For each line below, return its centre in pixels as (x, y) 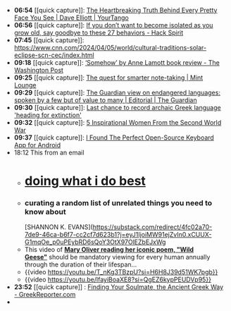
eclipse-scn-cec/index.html (54, 55)
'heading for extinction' (48, 115)
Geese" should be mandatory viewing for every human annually (117, 257)
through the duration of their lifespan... (81, 264)
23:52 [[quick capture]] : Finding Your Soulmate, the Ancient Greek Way (119, 287)
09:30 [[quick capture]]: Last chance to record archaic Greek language (117, 108)
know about (45, 212)
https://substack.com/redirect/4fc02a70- (152, 227)
